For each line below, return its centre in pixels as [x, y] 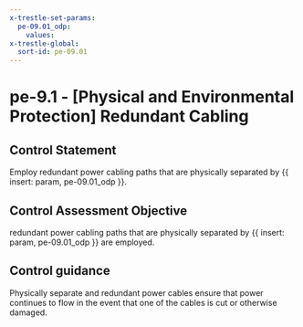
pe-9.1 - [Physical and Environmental [152, 97]
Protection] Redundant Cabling [129, 116]
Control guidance [60, 271]
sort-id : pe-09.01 [53, 52]
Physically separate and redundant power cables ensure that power [136, 292]
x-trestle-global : [44, 43]
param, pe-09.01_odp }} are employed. [82, 242]
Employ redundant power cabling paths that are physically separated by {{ [149, 172]
